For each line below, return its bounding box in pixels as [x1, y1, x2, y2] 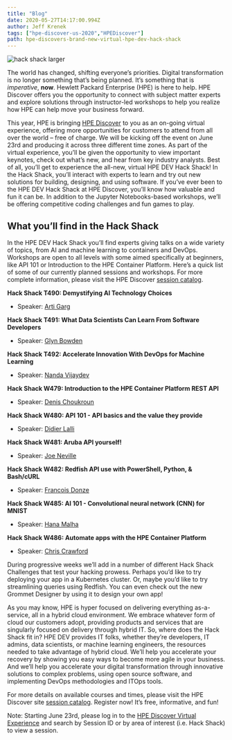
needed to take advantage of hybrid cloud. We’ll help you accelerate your [7, 647, 217, 656]
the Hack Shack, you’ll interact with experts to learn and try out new [7, 171, 201, 179]
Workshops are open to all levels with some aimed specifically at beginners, [7, 253, 224, 261]
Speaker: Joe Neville [17, 451, 77, 460]
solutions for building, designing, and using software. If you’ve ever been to [7, 178, 223, 186]
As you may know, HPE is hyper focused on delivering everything [7, 603, 193, 612]
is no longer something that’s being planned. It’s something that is [7, 76, 195, 84]
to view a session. [7, 726, 59, 734]
